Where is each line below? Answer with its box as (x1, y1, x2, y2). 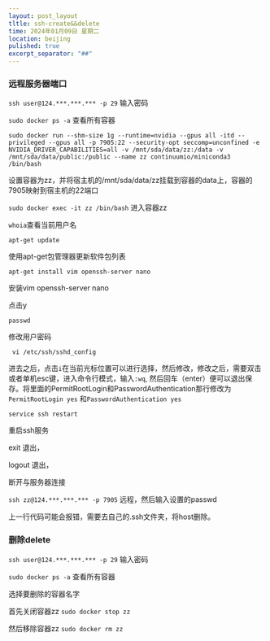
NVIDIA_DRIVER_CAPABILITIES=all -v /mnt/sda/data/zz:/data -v (8, 146, 224, 155)
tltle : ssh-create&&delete (8, 20, 100, 28)
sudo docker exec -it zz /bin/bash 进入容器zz (8, 203, 168, 212)
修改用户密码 (8, 332, 51, 342)
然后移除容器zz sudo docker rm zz (8, 623, 124, 633)
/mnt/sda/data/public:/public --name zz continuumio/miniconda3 (8, 153, 231, 161)
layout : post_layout (8, 11, 79, 20)
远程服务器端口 (8, 78, 67, 89)
